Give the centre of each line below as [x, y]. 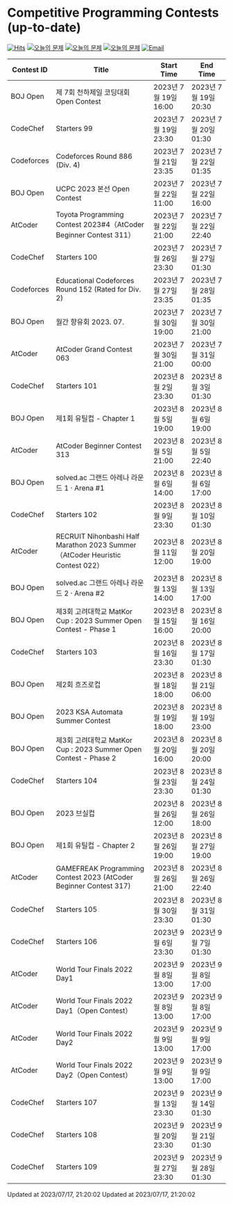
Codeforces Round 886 [94, 156]
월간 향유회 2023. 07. [90, 321]
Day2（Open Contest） [94, 1075]
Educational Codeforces [95, 280]
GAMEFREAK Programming [100, 868]
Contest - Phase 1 [86, 629]
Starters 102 [77, 514]
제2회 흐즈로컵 [78, 685]
